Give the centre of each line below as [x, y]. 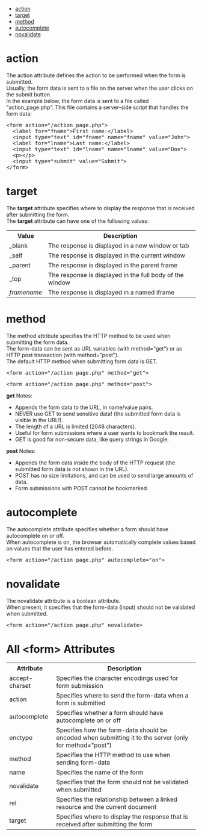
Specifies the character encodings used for [117, 678]
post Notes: [21, 451]
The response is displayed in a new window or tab [118, 245]
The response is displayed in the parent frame [113, 265]
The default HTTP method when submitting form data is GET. [82, 361]
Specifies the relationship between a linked [117, 799]
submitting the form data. [38, 342]
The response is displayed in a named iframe [111, 292]
